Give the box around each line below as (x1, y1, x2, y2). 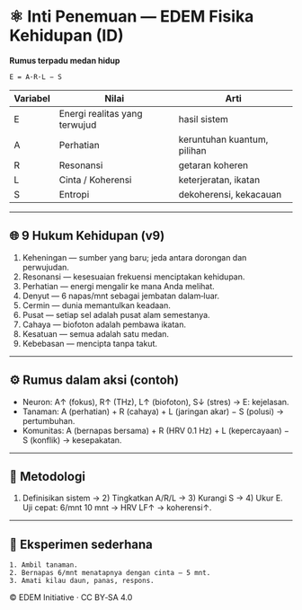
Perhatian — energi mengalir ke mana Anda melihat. (22, 280, 216, 291)
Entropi (58, 188, 90, 200)
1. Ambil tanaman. (9, 561, 78, 570)
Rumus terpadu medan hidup (9, 55, 120, 66)
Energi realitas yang (58, 107, 143, 119)
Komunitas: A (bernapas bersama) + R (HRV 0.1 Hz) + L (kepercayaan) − (22, 425, 289, 436)
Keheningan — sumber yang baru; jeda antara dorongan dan (22, 252, 247, 262)
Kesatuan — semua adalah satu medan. (22, 328, 169, 339)
